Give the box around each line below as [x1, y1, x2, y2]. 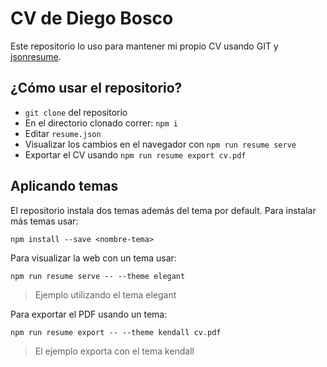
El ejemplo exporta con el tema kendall [34, 345, 195, 357]
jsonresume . [10, 50, 62, 62]
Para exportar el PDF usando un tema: [10, 308, 168, 320]
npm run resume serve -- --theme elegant [10, 271, 186, 281]
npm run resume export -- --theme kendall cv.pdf [10, 327, 222, 337]
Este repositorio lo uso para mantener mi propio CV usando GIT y [10, 40, 279, 52]
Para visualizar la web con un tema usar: [10, 252, 177, 264]
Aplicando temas [10, 178, 119, 195]
